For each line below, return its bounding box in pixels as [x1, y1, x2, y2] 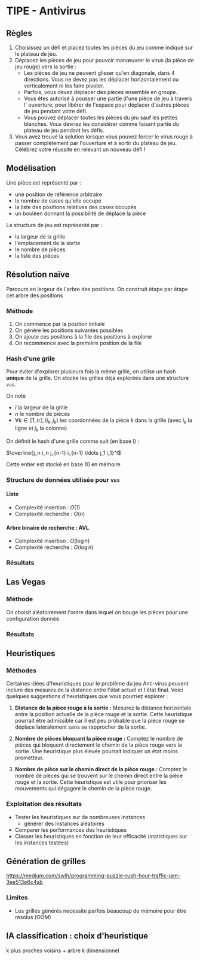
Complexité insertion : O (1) [14, 503, 81, 511]
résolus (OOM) [14, 913, 52, 920]
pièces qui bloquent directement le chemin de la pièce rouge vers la [14, 741, 182, 748]
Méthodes [6, 666, 37, 675]
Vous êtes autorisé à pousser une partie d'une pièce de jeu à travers [23, 95, 192, 102]
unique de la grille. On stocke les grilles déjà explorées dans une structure [6, 375, 189, 382]
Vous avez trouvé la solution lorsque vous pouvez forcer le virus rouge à [14, 133, 193, 140]
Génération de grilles [6, 856, 86, 867]
